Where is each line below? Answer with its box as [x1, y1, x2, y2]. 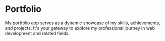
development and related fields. [5, 30, 70, 36]
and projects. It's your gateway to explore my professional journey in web [5, 25, 155, 31]
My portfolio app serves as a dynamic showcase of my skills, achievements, [5, 20, 161, 26]
